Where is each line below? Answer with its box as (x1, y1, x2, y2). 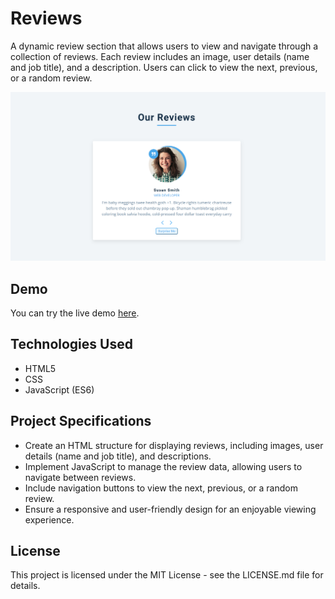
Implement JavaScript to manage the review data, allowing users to (24, 460, 303, 472)
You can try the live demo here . (10, 307, 140, 319)
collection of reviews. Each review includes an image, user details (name (10, 50, 310, 62)
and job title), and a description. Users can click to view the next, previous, (10, 61, 318, 73)
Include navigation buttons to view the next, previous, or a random (24, 482, 298, 494)
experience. (24, 513, 75, 526)
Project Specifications (10, 413, 152, 430)
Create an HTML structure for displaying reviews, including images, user (24, 439, 324, 451)
